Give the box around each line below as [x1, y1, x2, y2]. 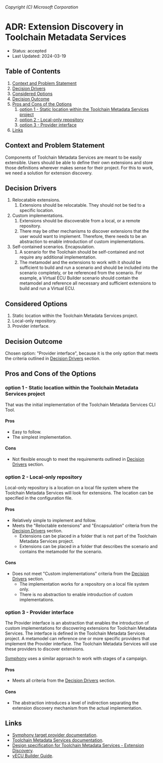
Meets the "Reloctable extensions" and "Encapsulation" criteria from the [12, 523, 158, 528]
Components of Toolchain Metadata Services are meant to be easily [5, 154, 142, 160]
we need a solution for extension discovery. [5, 170, 93, 176]
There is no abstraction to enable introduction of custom [19, 591, 133, 597]
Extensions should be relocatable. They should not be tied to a [19, 202, 145, 208]
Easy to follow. [12, 429, 41, 435]
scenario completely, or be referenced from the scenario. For [19, 270, 143, 276]
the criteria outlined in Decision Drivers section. [5, 356, 101, 361]
